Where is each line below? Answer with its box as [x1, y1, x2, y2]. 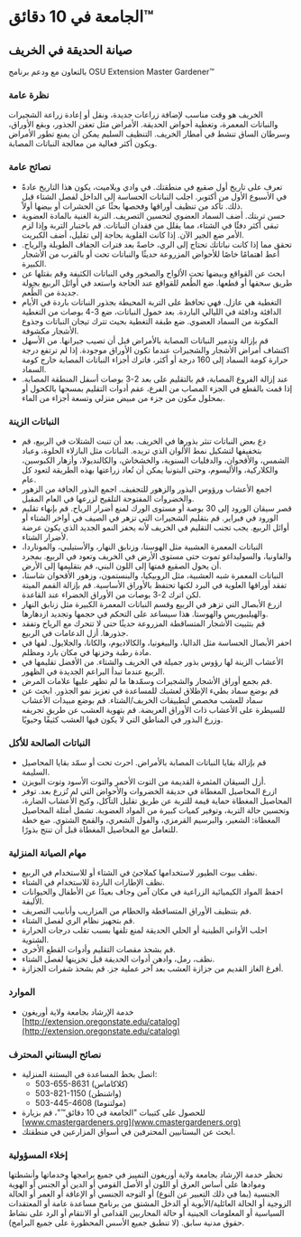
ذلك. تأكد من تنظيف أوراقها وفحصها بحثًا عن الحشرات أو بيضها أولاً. [21, 201, 243, 211]
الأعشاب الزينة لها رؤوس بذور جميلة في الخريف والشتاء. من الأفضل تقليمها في [21, 656, 284, 667]
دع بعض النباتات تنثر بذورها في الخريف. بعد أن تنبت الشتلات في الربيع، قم [21, 436, 267, 446]
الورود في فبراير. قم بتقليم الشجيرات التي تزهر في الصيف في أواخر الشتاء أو [21, 512, 278, 523]
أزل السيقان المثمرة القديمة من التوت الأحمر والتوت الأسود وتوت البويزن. [21, 776, 267, 787]
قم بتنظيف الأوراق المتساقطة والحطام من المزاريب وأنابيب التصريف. [21, 905, 252, 916]
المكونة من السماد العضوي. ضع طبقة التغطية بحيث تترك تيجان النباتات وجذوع [21, 315, 278, 326]
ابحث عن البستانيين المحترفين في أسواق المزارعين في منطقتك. [21, 1127, 236, 1138]
